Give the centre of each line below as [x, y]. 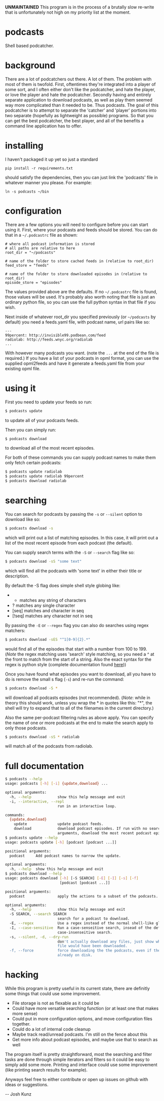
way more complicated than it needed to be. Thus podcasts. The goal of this [82, 105]
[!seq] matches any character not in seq [52, 616]
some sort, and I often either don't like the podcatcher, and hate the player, [80, 89]
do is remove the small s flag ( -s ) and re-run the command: [65, 679]
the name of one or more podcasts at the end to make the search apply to [79, 723]
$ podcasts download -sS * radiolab [42, 737]
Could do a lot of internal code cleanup [51, 1029]
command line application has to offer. [43, 126]
